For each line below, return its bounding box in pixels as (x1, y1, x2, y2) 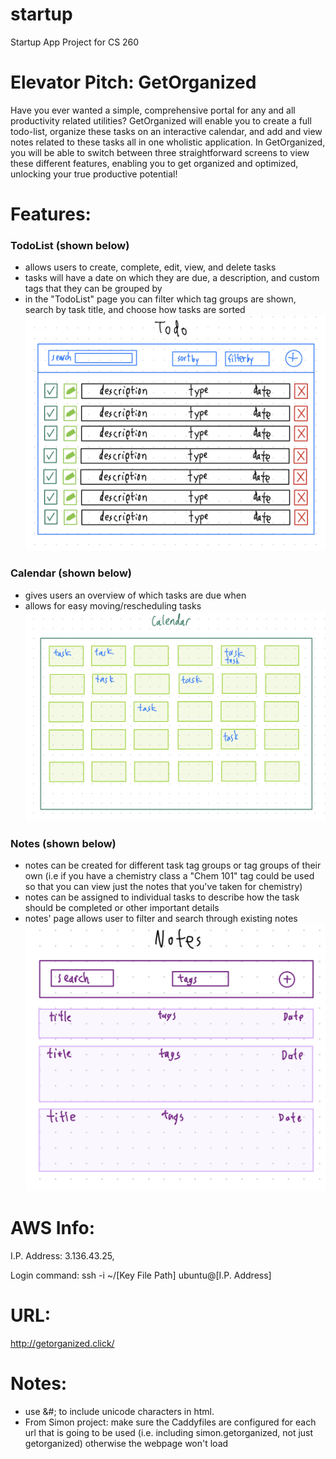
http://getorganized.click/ (10, 1337, 115, 1349)
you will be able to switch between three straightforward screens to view (10, 146, 310, 158)
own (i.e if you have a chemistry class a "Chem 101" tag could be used (24, 870, 315, 882)
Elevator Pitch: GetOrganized (10, 71, 257, 94)
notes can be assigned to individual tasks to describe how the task (24, 891, 300, 903)
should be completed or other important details (24, 902, 220, 914)
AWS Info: (10, 1217, 96, 1240)
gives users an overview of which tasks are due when (24, 589, 247, 601)
